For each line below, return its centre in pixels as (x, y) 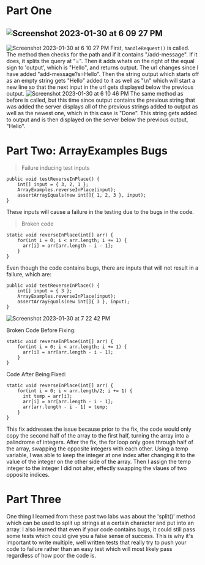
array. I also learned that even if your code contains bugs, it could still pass (101, 529)
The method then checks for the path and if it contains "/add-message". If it (102, 55)
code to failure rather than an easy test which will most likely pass (89, 548)
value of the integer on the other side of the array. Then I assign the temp (99, 461)
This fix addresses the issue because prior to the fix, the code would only (99, 429)
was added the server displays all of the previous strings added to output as (102, 107)
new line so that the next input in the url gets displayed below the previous (100, 87)
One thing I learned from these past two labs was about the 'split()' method (101, 516)
